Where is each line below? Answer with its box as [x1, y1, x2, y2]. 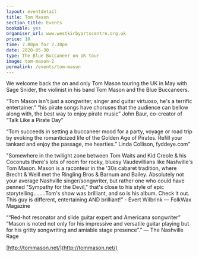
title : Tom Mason [6, 14, 49, 20]
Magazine [6, 203, 31, 210]
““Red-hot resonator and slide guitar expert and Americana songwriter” [6, 214, 181, 221]
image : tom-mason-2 [6, 58, 55, 64]
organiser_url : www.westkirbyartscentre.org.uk [6, 31, 127, 37]
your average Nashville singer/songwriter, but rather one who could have [6, 177, 185, 184]
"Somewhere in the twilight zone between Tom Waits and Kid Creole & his [6, 152, 187, 159]
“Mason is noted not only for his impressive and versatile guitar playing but [6, 220, 189, 227]
